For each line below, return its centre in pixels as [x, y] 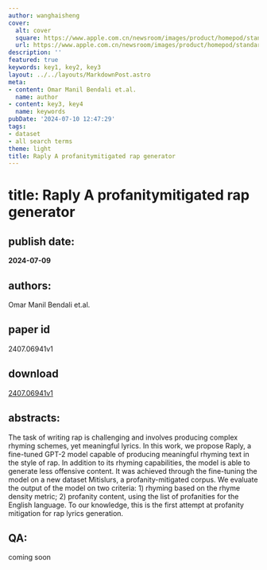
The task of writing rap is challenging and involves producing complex [123, 437]
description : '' [35, 52]
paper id [29, 330]
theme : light [30, 149]
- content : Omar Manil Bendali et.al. [72, 89]
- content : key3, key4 [46, 104]
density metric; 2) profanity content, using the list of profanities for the [124, 496]
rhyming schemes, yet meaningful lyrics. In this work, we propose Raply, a [130, 445]
